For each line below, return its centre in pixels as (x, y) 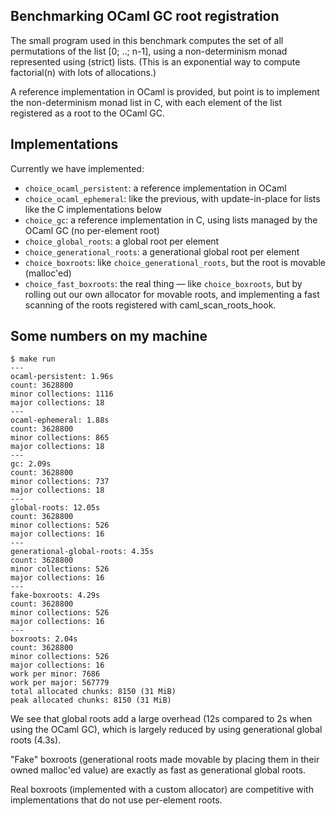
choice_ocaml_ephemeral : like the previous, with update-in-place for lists (172, 198)
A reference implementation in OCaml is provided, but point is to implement (165, 91)
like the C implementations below (93, 209)
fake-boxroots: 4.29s (55, 595)
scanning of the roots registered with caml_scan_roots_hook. (150, 305)
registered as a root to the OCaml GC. (88, 113)
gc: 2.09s (31, 464)
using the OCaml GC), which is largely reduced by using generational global (166, 730)
